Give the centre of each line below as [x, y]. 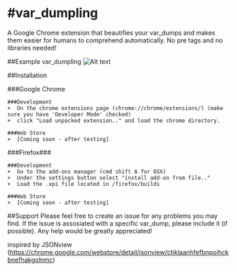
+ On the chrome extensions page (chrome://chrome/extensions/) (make [115, 108]
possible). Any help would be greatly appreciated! [80, 231]
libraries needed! [32, 48]
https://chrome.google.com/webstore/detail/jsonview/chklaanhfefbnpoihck [119, 252]
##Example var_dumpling [44, 61]
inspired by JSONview [40, 244]
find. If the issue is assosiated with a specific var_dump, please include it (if [118, 223]
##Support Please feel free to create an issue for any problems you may [113, 216]
